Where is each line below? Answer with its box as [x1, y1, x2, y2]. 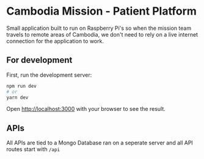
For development [6, 55, 73, 65]
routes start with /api [6, 146, 60, 153]
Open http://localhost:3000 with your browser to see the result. [6, 105, 166, 113]
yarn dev [6, 94, 29, 101]
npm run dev [6, 83, 37, 89]
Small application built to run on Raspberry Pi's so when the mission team [6, 24, 191, 32]
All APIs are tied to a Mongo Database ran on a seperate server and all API [6, 139, 194, 147]
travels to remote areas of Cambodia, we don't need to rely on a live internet [6, 30, 199, 38]
